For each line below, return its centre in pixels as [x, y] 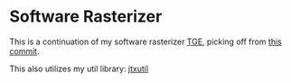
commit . [24, 51]
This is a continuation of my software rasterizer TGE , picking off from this [145, 41]
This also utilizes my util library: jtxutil [79, 69]
